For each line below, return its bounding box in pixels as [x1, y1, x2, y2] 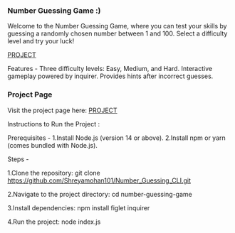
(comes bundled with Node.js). [7, 141, 98, 149]
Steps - [7, 155, 29, 163]
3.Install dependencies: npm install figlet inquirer [7, 203, 150, 212]
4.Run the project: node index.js [7, 217, 101, 226]
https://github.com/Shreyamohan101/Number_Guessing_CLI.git [7, 176, 191, 185]
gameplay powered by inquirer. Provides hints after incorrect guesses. [7, 72, 214, 80]
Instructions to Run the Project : [7, 119, 100, 128]
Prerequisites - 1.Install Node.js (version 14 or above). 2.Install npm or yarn [7, 134, 226, 142]
